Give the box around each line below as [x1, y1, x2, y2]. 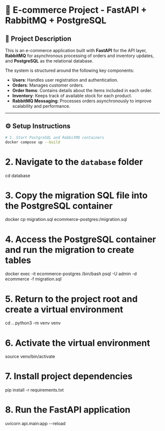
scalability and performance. [12, 103, 70, 109]
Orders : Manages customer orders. [12, 82, 84, 88]
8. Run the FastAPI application [5, 404, 131, 415]
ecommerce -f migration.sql [5, 276, 62, 282]
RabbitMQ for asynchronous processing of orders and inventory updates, [5, 53, 154, 59]
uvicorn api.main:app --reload [5, 421, 66, 427]
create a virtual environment [5, 304, 124, 315]
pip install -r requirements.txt [5, 387, 64, 393]
